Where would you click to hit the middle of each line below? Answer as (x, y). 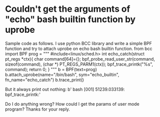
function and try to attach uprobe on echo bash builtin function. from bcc (79, 48)
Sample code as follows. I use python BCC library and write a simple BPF (79, 43)
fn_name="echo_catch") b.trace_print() (45, 80)
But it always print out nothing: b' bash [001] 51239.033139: (65, 89)
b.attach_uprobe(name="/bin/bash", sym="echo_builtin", (62, 74)
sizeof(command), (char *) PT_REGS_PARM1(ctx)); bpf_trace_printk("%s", (79, 64)
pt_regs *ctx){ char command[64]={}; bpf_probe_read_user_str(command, (80, 59)
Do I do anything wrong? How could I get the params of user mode (72, 104)
